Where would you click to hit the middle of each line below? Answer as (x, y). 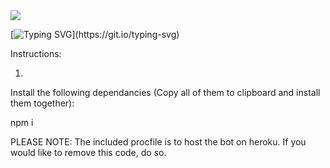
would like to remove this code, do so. (88, 152)
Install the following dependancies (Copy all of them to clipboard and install (165, 92)
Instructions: (36, 53)
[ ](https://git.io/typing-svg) (95, 34)
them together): (42, 103)
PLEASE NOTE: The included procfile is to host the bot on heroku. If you (158, 142)
